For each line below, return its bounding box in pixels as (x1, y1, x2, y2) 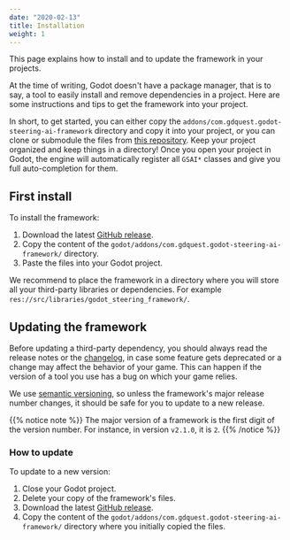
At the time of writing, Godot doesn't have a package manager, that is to (9, 81, 271, 91)
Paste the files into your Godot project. (21, 258, 164, 268)
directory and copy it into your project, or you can (94, 126, 276, 136)
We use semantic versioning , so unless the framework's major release (9, 389, 265, 398)
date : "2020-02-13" (9, 12, 81, 22)
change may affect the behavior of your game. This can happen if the (9, 362, 263, 372)
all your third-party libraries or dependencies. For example (9, 284, 223, 295)
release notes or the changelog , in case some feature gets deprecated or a (9, 352, 282, 363)
